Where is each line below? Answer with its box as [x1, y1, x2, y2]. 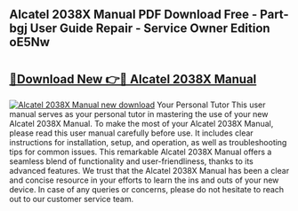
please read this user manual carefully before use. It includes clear [9, 128, 254, 138]
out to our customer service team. [9, 194, 134, 204]
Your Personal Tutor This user [157, 99, 266, 110]
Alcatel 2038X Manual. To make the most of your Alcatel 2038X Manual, [9, 119, 274, 129]
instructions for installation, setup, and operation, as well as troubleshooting [9, 137, 287, 147]
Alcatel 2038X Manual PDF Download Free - [9, 7, 258, 22]
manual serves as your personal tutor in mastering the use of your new [9, 109, 269, 119]
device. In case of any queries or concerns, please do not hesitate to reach [9, 184, 285, 194]
